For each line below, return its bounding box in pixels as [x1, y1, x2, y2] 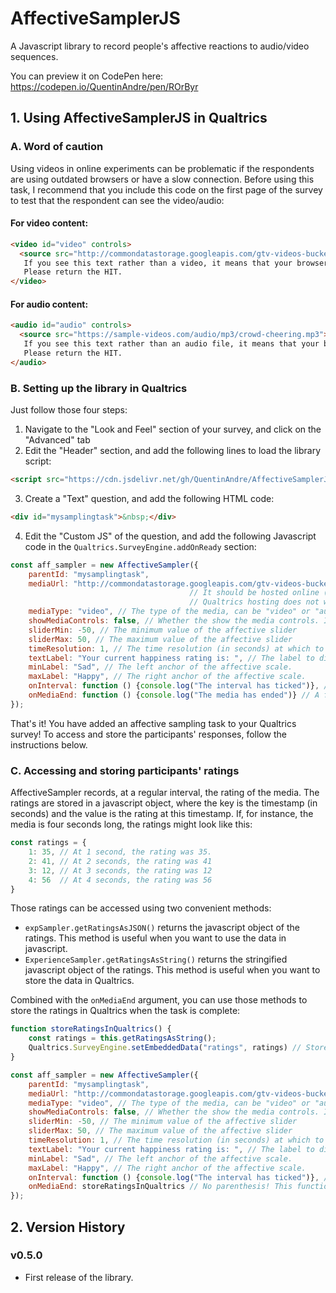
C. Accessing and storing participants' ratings [10, 763, 240, 777]
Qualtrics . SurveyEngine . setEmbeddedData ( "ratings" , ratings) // [28, 1043, 302, 1053]
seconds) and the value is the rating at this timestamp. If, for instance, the [10, 808, 314, 820]
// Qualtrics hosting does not [189, 597, 320, 607]
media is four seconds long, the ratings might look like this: [10, 818, 253, 831]
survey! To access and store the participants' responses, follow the [10, 728, 287, 740]
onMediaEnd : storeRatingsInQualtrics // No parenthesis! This [28, 1182, 293, 1192]
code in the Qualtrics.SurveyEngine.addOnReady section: [24, 540, 257, 552]
